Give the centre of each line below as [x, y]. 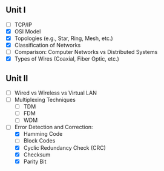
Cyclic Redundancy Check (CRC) [65, 147]
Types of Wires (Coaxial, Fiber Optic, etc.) [67, 59]
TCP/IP [23, 24]
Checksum [37, 155]
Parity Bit [35, 161]
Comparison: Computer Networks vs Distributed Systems [86, 52]
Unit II [17, 78]
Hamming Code [43, 134]
